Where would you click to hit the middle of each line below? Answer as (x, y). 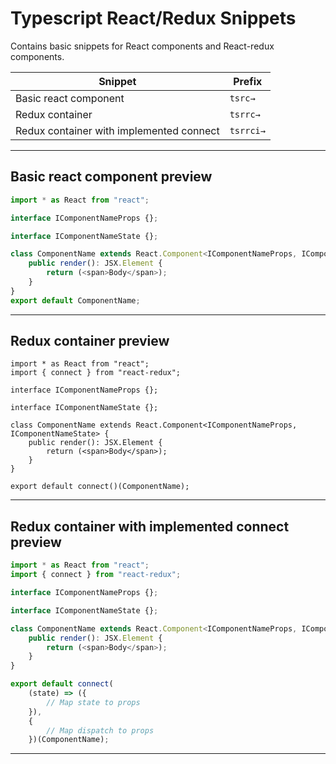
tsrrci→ (247, 130)
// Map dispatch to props (100, 730)
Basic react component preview (111, 177)
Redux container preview (90, 341)
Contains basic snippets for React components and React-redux (142, 46)
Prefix (248, 81)
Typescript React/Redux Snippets (153, 18)
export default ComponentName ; (75, 300)
